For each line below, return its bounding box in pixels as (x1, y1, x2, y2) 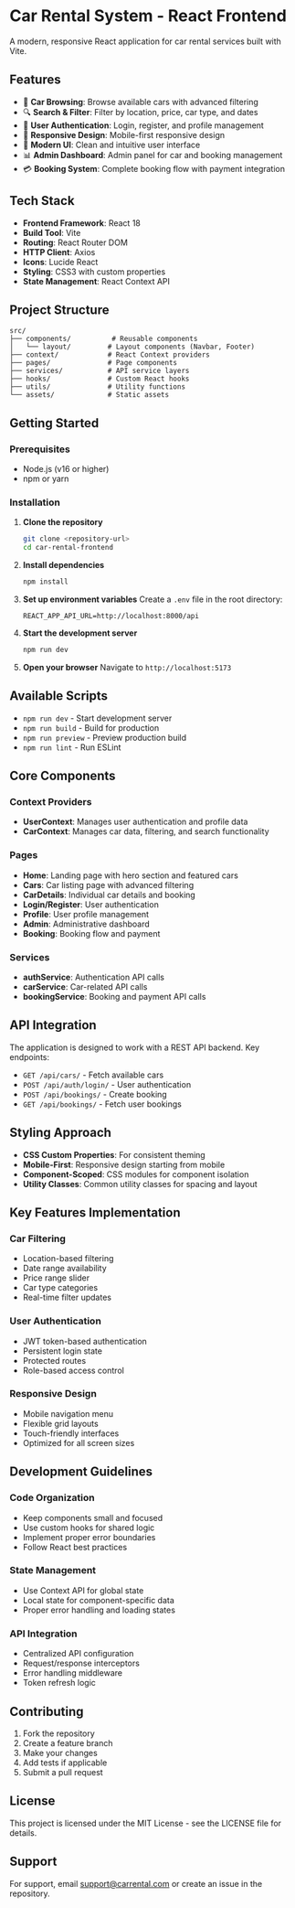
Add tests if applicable (22, 1757, 108, 1768)
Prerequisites (9, 443, 70, 456)
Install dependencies (22, 560, 105, 571)
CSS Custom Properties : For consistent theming (22, 1149, 205, 1160)
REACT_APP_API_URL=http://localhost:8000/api (22, 611, 199, 620)
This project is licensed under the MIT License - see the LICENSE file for (9, 1817, 281, 1828)
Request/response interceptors (22, 1657, 140, 1669)
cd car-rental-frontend (22, 543, 114, 552)
